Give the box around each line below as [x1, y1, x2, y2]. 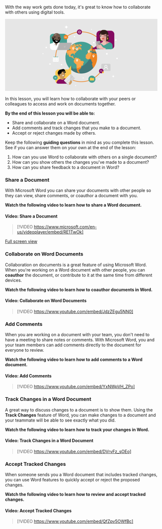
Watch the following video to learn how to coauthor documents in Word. [5, 287, 153, 292]
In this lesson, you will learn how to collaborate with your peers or [5, 96, 136, 102]
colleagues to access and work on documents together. [5, 101, 116, 106]
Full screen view [5, 239, 38, 244]
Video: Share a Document [5, 213, 58, 219]
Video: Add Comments [5, 373, 52, 378]
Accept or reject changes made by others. [12, 130, 97, 136]
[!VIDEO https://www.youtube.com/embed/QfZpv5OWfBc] [16, 518, 133, 524]
